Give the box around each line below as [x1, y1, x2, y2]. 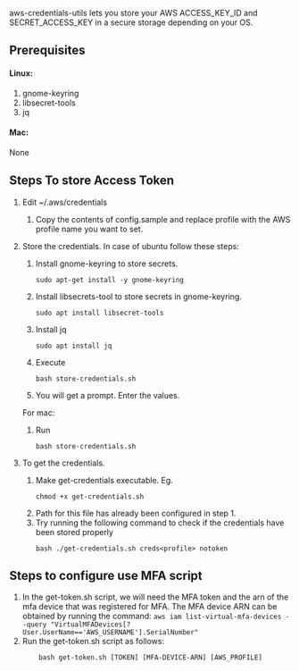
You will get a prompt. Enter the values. [35, 390, 180, 400]
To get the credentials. [21, 457, 105, 468]
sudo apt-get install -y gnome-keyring [35, 275, 185, 284]
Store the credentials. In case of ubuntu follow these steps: [21, 240, 239, 251]
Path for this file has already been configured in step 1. [35, 507, 237, 518]
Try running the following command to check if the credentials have [35, 517, 285, 528]
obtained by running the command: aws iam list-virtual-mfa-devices [21, 611, 282, 622]
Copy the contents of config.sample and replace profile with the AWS [35, 214, 291, 224]
